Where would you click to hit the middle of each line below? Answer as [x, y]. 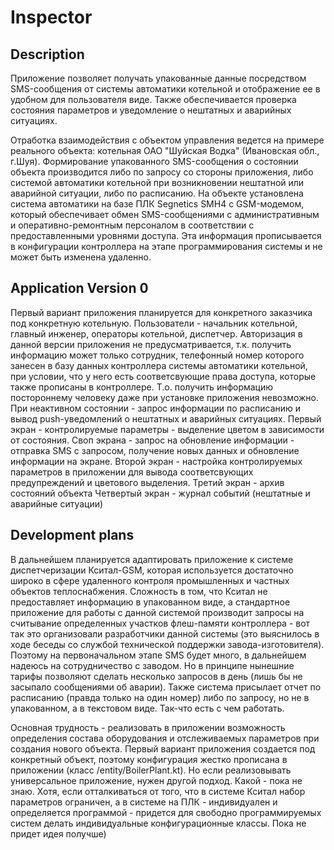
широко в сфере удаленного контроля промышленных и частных [150, 580]
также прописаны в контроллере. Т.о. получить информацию [142, 387]
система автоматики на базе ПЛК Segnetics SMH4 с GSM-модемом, [157, 204]
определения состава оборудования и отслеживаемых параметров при [165, 738]
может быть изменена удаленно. [81, 257]
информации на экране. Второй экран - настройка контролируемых [156, 461]
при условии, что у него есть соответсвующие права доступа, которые [163, 376]
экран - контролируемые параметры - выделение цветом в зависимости [167, 429]
